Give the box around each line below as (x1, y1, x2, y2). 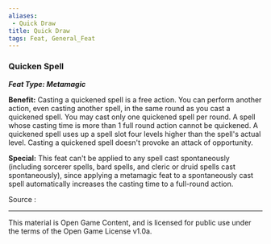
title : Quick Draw (8, 27, 70, 35)
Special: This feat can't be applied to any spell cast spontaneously (8, 153, 230, 163)
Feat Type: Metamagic (8, 79, 86, 89)
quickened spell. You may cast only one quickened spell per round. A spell (8, 112, 256, 122)
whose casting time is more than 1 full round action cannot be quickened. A (8, 120, 258, 130)
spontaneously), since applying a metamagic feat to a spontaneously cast (8, 170, 254, 180)
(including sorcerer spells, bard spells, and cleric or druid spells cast (8, 162, 236, 172)
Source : (8, 194, 36, 204)
